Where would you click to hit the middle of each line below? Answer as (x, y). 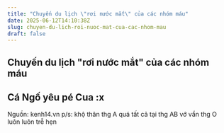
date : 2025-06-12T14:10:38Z (49, 21)
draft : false (27, 34)
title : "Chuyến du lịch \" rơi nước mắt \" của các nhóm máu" (98, 14)
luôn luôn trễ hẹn (32, 122)
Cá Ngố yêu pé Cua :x (56, 97)
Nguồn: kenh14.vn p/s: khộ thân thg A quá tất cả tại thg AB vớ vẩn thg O (112, 115)
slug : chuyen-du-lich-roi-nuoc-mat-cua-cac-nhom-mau (87, 27)
